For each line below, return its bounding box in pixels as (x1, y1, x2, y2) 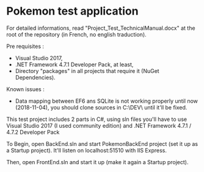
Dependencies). (15, 74, 56, 81)
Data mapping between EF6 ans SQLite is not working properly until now (15, 97, 199, 105)
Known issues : (6, 85, 45, 92)
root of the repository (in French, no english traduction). (6, 30, 147, 38)
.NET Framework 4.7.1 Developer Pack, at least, (15, 61, 134, 68)
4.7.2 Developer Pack (6, 128, 60, 136)
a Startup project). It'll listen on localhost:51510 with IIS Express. (6, 146, 167, 154)
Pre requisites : (6, 43, 45, 50)
